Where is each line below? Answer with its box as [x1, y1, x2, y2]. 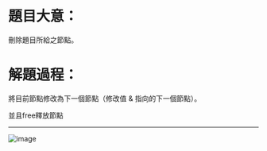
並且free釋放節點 [8, 110, 64, 120]
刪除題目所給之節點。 [8, 35, 78, 45]
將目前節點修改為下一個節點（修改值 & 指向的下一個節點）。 [8, 93, 201, 103]
